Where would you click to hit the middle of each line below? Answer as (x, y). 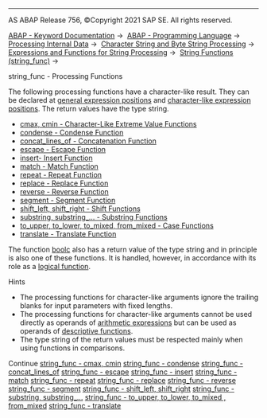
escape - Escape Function (62, 149)
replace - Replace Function (64, 183)
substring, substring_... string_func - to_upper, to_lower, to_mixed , (117, 397)
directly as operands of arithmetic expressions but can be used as (128, 322)
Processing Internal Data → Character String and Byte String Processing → (132, 44)
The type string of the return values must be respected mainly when (131, 340)
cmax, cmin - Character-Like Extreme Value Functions (108, 124)
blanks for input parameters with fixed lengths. (96, 306)
